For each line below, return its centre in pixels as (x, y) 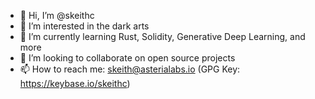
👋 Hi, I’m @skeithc (57, 15)
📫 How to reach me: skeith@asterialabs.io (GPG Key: (130, 69)
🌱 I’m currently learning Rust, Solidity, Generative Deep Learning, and (162, 36)
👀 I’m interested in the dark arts (84, 26)
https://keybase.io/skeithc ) (75, 83)
